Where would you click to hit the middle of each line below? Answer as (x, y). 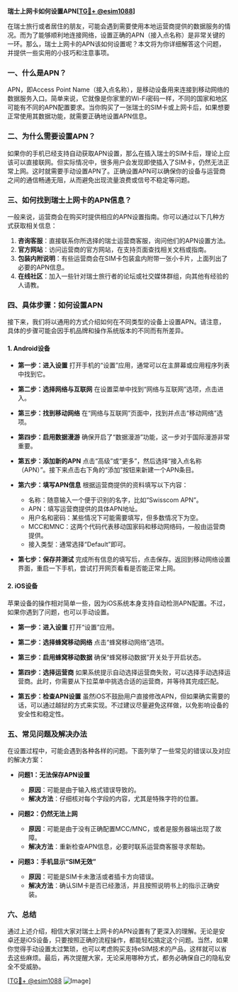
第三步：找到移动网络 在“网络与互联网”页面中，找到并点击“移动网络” (117, 413)
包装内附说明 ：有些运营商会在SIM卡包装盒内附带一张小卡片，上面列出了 (123, 258)
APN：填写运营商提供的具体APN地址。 (85, 509)
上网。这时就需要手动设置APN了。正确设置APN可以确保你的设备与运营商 (119, 171)
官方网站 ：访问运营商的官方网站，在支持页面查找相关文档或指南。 (114, 249)
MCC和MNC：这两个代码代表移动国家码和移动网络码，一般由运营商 (127, 527)
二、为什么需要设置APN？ (51, 136)
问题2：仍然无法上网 (47, 813)
